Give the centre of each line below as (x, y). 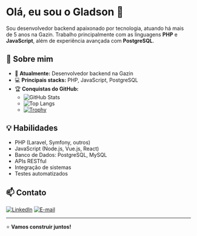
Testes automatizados (41, 173)
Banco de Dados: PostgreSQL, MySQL (61, 154)
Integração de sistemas (43, 167)
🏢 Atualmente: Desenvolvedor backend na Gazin (74, 73)
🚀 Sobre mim (30, 59)
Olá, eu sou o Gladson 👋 (65, 12)
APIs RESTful (30, 161)
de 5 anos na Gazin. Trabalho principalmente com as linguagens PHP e (92, 34)
